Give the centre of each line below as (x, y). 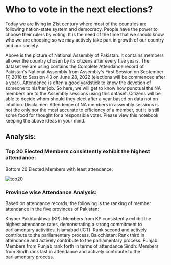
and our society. (22, 45)
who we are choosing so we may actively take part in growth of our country (85, 40)
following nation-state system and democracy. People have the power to (82, 29)
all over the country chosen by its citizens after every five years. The (77, 60)
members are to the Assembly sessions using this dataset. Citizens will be (83, 93)
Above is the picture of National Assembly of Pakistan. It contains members (85, 55)
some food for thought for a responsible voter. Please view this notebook (82, 115)
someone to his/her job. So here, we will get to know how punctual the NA (83, 88)
